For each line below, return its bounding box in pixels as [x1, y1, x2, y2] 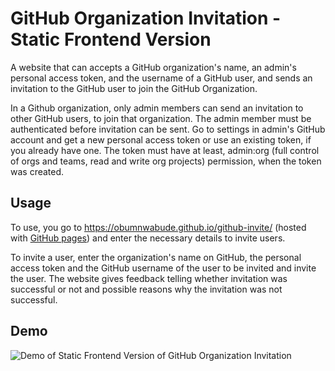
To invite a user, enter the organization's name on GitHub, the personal [10, 251, 302, 263]
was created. [10, 165, 65, 177]
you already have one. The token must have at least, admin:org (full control [10, 144, 320, 156]
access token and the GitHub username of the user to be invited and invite [10, 262, 317, 274]
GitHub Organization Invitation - [10, 7, 282, 30]
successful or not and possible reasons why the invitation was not [10, 283, 283, 295]
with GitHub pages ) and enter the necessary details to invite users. [10, 232, 286, 244]
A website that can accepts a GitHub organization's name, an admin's [10, 61, 297, 73]
